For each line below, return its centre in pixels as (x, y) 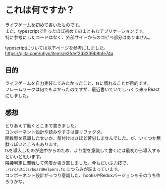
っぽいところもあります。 (35, 144)
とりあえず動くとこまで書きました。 (42, 126)
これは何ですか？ (40, 10)
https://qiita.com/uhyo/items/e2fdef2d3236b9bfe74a (59, 53)
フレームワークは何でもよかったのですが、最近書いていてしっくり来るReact (83, 89)
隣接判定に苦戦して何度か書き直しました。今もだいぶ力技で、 (68, 163)
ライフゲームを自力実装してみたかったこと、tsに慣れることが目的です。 (78, 83)
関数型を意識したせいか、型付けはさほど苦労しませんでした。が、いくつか (81, 138)
